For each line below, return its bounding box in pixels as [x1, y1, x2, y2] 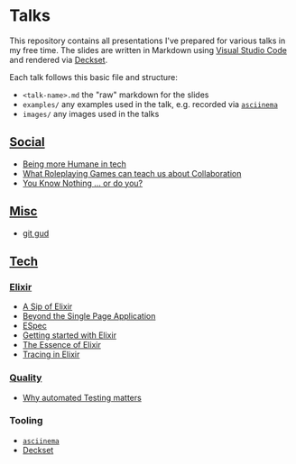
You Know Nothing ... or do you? [22, 177, 143, 188]
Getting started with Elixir [22, 330, 117, 341]
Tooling [9, 414, 43, 427]
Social [9, 134, 45, 150]
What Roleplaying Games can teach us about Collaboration [22, 168, 242, 178]
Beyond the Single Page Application [22, 311, 156, 322]
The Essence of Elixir [22, 340, 101, 350]
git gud [22, 227, 50, 239]
